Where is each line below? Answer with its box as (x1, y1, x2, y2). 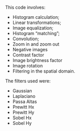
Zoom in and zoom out (12, 41, 59, 47)
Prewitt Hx (12, 104, 34, 110)
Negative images (12, 47, 48, 52)
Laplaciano (12, 93, 36, 99)
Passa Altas (12, 99, 37, 105)
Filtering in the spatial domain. (12, 68, 75, 74)
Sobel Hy (12, 120, 32, 126)
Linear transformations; (12, 20, 61, 25)
